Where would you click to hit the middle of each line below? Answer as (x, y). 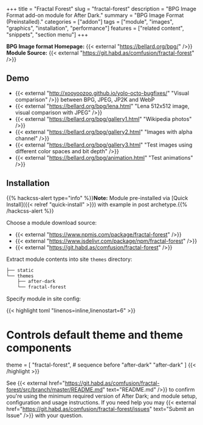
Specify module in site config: (43, 299)
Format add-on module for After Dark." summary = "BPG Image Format (95, 15)
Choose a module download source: (52, 223)
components (39, 348)
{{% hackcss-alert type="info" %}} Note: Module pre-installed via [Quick (97, 198)
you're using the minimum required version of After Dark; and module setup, (102, 396)
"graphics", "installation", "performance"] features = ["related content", (95, 28)
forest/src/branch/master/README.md (55, 390)
